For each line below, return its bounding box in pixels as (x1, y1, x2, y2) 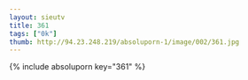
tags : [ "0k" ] (9, 29, 58, 38)
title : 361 (9, 21, 50, 30)
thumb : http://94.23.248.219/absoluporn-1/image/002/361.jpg (9, 37, 240, 47)
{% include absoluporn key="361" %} (9, 62, 146, 72)
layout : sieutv (9, 12, 66, 22)
